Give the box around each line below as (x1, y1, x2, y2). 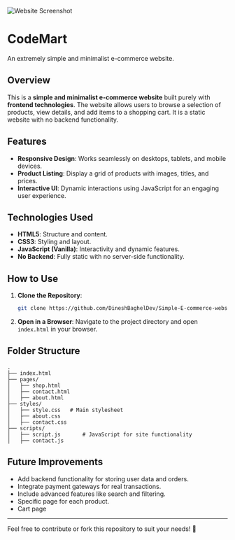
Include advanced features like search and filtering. (17, 490, 166, 498)
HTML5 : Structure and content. (17, 230, 108, 239)
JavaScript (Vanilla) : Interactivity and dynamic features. (17, 245, 180, 253)
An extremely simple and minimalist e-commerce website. (7, 54, 175, 62)
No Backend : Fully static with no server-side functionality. (17, 253, 185, 261)
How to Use (7, 273, 59, 285)
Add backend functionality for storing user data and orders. (17, 474, 189, 483)
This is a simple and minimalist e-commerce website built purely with (7, 93, 211, 101)
